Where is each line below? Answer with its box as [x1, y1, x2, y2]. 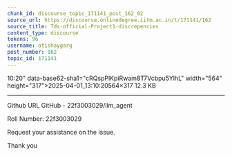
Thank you [7, 141, 38, 149]
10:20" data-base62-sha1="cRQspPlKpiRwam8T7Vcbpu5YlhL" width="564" [7, 74, 223, 82]
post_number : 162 [7, 49, 57, 56]
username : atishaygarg [7, 42, 72, 49]
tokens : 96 [7, 36, 39, 43]
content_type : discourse [7, 29, 79, 37]
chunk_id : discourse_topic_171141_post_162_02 [7, 10, 144, 17]
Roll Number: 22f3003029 [7, 115, 82, 123]
